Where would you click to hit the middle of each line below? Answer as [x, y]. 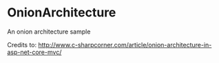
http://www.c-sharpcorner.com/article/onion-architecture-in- [125, 45]
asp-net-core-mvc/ [34, 52]
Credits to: [22, 45]
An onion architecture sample [49, 32]
